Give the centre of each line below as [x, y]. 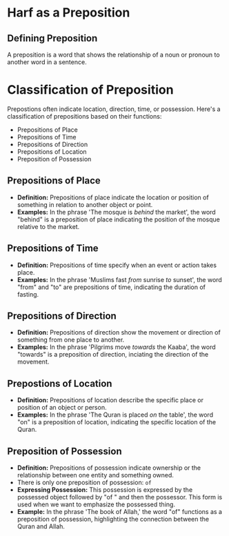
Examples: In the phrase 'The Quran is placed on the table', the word [115, 415]
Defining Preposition [52, 38]
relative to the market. [48, 226]
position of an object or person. [62, 408]
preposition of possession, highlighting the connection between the [113, 519]
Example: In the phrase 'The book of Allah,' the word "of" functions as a [120, 512]
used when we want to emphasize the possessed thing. [96, 504]
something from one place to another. [71, 340]
